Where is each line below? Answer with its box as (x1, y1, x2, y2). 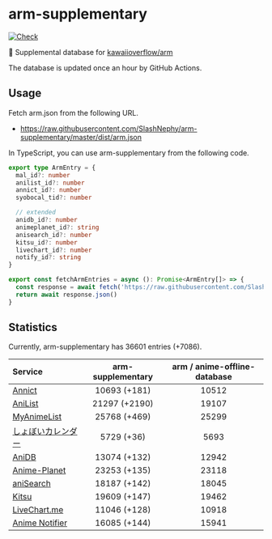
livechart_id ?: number (15, 246, 92, 254)
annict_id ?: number (15, 186, 82, 194)
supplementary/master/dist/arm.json (19, 132, 142, 142)
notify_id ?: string (15, 253, 82, 261)
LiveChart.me (12, 504, 64, 516)
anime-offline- (194, 361, 256, 372)
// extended (15, 208, 57, 217)
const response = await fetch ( (15, 283, 121, 291)
